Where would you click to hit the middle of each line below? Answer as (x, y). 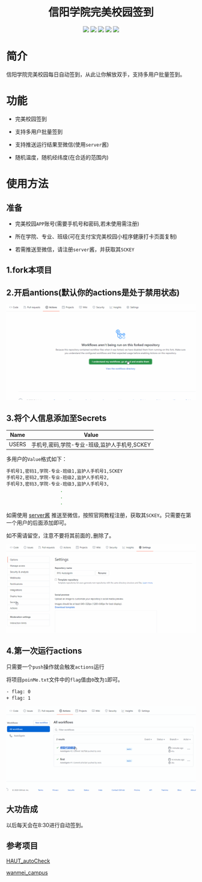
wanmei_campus (27, 872)
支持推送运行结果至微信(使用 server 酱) (62, 144)
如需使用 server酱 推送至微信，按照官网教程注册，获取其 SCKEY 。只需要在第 (99, 515)
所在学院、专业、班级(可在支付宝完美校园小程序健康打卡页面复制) (96, 236)
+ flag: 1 (19, 698)
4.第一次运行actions (44, 651)
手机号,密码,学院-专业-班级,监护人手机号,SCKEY (91, 445)
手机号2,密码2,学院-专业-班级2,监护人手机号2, (58, 477)
